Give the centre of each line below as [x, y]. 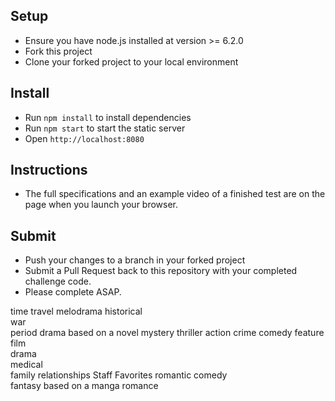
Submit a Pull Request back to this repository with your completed [161, 271]
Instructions [49, 170]
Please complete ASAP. [73, 292]
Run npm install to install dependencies [108, 117]
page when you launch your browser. [101, 205]
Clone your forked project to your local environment [131, 61]
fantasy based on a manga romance [84, 386]
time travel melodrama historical [76, 311]
